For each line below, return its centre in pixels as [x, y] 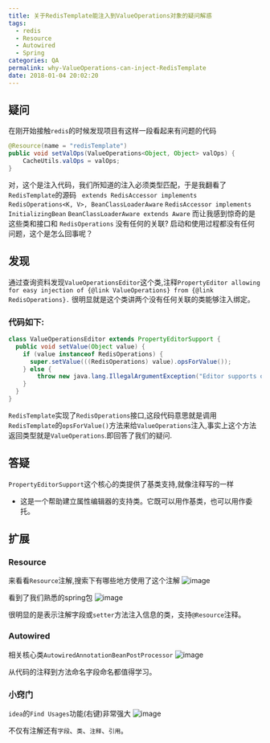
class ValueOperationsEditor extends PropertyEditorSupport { [115, 339]
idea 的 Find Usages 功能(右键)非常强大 [70, 714]
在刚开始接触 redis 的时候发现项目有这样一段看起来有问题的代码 [112, 131]
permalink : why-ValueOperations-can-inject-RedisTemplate [107, 68]
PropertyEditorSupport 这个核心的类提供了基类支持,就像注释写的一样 [121, 484]
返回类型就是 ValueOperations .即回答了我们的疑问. [90, 435]
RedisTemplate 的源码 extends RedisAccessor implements [103, 194]
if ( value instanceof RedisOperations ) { [93, 354]
